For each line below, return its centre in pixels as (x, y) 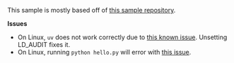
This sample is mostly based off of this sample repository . (92, 10)
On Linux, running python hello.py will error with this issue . (104, 52)
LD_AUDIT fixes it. (44, 44)
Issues (17, 23)
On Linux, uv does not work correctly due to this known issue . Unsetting (122, 37)
